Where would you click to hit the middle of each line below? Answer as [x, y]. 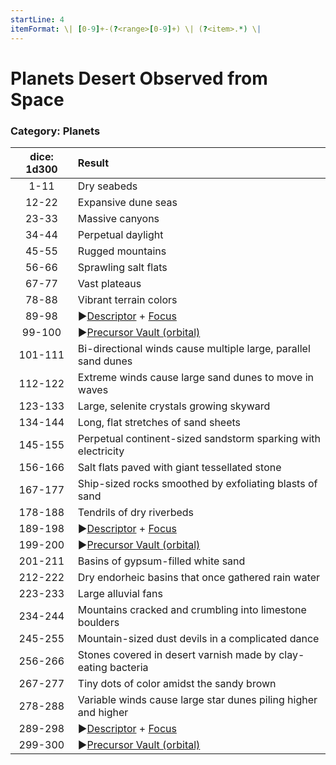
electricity [101, 451]
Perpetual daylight [120, 234]
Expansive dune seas [127, 202]
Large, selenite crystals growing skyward [174, 406]
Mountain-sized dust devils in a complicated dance [198, 638]
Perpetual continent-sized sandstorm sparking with [199, 438]
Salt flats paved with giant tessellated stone [179, 467]
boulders [98, 622]
